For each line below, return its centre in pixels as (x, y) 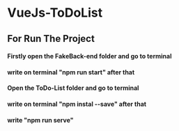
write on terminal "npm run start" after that (71, 72)
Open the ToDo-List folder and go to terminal (73, 88)
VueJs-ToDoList (55, 13)
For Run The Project (51, 39)
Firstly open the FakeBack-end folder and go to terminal (89, 56)
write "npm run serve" (40, 120)
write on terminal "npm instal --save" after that (77, 104)
